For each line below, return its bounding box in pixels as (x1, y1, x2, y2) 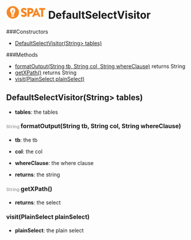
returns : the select (14, 199, 61, 206)
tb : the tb (14, 136, 37, 144)
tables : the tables (14, 108, 58, 116)
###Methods (6, 51, 38, 58)
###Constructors (6, 28, 49, 35)
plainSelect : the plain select (14, 227, 84, 234)
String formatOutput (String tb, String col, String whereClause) (6, 122, 181, 130)
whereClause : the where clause (14, 159, 94, 166)
